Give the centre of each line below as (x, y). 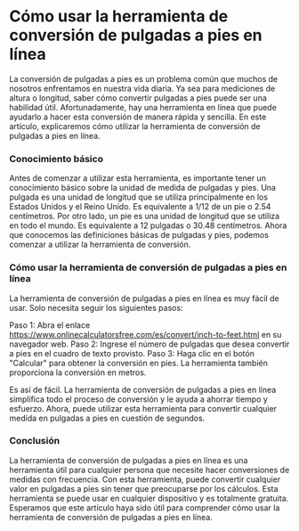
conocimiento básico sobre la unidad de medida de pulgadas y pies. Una (142, 188)
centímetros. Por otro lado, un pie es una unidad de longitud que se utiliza (145, 216)
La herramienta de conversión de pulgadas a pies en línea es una (129, 460)
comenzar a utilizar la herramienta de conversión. (100, 245)
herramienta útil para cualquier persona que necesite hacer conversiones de (149, 470)
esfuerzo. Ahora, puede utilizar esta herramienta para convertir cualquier (143, 408)
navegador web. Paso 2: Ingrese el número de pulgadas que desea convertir (149, 344)
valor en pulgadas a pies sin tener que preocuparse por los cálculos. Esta (144, 488)
